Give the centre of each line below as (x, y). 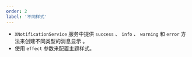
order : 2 (17, 11)
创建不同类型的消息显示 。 (56, 41)
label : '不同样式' (27, 17)
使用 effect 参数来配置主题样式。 (55, 48)
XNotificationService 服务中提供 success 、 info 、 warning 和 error (97, 34)
